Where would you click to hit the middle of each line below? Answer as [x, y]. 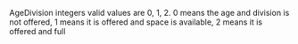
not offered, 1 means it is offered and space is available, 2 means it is [136, 22]
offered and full [37, 31]
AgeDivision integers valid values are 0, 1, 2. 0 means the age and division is [149, 13]
